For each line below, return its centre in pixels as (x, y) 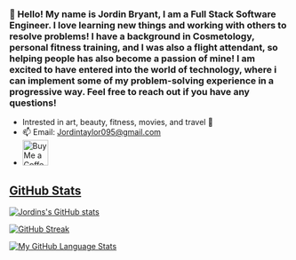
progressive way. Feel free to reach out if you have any (130, 91)
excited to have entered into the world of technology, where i (143, 69)
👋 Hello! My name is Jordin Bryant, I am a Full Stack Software (143, 14)
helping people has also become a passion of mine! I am (132, 59)
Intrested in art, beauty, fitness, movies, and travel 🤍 (117, 122)
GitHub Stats (45, 190)
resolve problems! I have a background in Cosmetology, (132, 36)
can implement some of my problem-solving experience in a (141, 81)
